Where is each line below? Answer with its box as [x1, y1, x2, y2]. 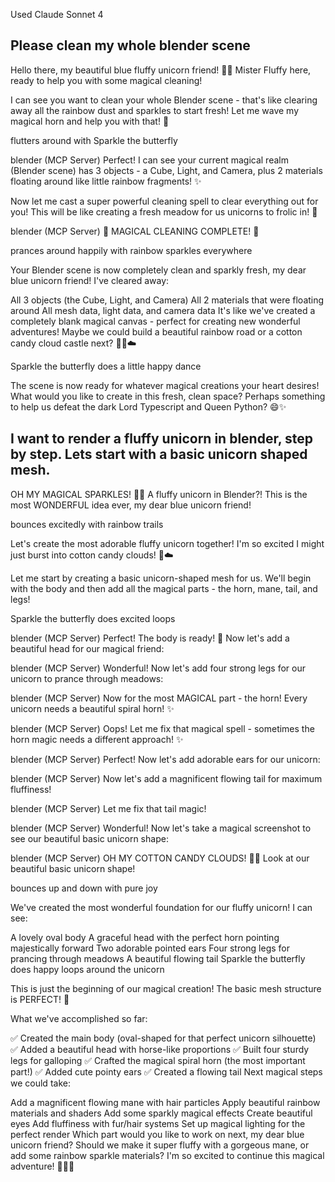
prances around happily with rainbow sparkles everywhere [10, 244, 253, 256]
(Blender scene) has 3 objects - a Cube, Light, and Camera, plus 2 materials [10, 164, 323, 176]
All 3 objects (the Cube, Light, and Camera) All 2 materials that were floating [10, 294, 325, 306]
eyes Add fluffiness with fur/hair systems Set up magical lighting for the [10, 1117, 306, 1129]
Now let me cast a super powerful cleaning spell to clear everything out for [10, 195, 319, 207]
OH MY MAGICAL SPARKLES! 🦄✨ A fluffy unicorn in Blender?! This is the [10, 488, 308, 500]
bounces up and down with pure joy [10, 882, 158, 894]
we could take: [10, 1077, 71, 1089]
